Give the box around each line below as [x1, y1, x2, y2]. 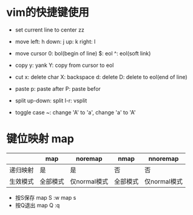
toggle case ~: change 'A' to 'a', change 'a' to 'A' [15, 108, 136, 116]
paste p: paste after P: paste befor [15, 85, 101, 92]
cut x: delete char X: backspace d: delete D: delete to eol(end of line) [15, 73, 188, 80]
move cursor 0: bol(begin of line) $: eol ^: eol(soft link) [15, 49, 151, 57]
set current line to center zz [15, 26, 85, 33]
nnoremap [148, 154, 179, 163]
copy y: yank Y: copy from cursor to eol [15, 62, 114, 69]
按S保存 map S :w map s [15, 194, 76, 201]
